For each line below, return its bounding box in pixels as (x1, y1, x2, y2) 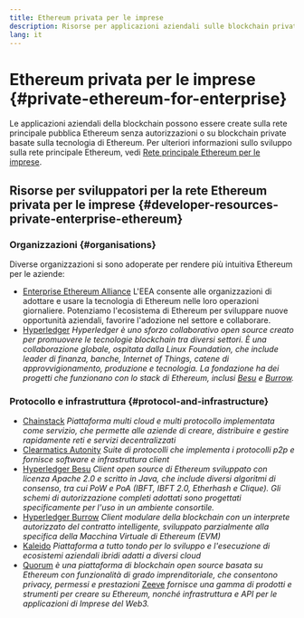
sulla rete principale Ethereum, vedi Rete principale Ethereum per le (9, 147, 261, 158)
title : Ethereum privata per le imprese (9, 13, 165, 23)
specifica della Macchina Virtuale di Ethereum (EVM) (22, 531, 222, 542)
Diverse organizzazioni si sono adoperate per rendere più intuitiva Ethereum (9, 259, 293, 270)
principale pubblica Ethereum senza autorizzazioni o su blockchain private (9, 128, 287, 138)
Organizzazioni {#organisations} (9, 238, 157, 251)
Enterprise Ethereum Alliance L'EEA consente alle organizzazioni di (22, 286, 272, 297)
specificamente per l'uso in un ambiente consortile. (22, 502, 215, 513)
